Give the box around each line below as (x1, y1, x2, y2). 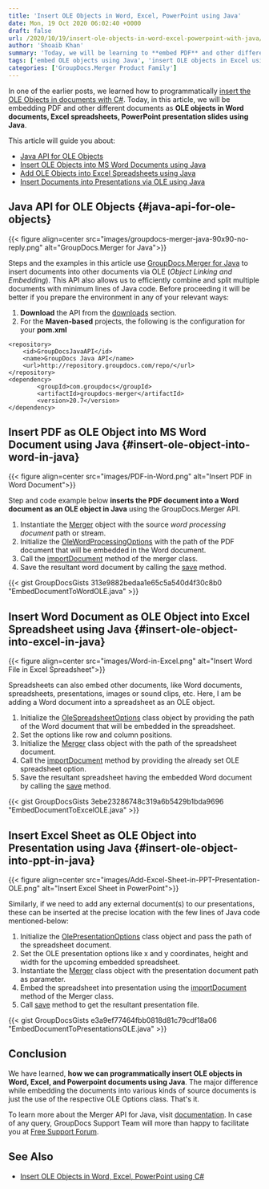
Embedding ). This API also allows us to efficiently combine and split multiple (8, 275, 260, 285)
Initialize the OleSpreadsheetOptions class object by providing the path (19, 713, 255, 723)
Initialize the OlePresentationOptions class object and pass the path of (19, 932, 252, 941)
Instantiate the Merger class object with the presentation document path (19, 966, 259, 975)
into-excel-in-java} (8, 635, 106, 649)
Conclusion (8, 1047, 67, 1061)
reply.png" (8, 242, 43, 252)
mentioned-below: (8, 916, 70, 926)
